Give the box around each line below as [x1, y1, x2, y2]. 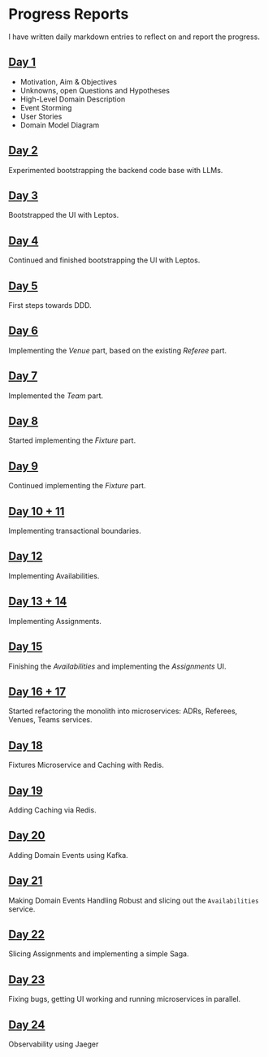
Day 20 [8, 829, 46, 843]
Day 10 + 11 [8, 505, 65, 518]
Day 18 [8, 739, 43, 752]
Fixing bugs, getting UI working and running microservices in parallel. [8, 994, 241, 1004]
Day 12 [8, 549, 43, 563]
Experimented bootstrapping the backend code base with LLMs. [8, 165, 223, 175]
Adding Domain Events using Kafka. [8, 850, 128, 860]
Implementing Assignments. [8, 616, 102, 626]
